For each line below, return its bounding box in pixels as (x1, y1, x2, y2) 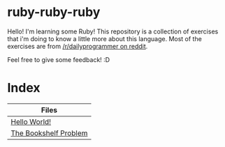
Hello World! (10, 116, 51, 126)
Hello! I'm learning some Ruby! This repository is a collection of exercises (7, 27, 219, 36)
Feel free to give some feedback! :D (7, 55, 110, 63)
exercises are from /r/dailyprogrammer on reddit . (7, 42, 148, 50)
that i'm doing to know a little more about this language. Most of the (7, 34, 203, 42)
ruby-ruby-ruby (7, 4, 101, 20)
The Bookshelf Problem (10, 128, 88, 138)
